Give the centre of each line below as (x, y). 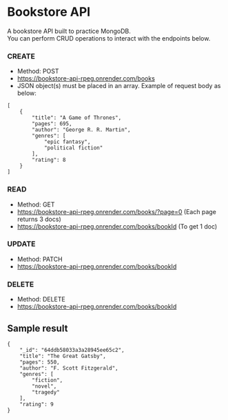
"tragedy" (46, 392)
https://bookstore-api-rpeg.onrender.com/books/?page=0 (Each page (117, 211)
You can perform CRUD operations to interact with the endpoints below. (109, 38)
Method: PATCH (40, 259)
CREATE (21, 56)
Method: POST (38, 71)
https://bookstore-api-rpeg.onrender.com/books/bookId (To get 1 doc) (117, 226)
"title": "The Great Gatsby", (63, 356)
